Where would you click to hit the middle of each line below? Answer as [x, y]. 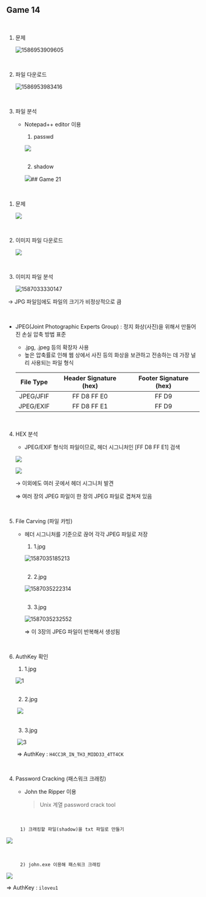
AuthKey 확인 [32, 656]
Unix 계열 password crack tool [78, 804]
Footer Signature [163, 378]
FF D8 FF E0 [90, 396]
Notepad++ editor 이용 [53, 124]
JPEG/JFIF [34, 396]
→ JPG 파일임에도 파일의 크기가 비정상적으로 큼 [65, 301]
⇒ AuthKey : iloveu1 [32, 887]
